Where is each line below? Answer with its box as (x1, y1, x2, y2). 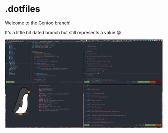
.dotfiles (5, 3, 41, 15)
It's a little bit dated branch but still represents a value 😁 (5, 29, 121, 35)
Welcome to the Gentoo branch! (5, 20, 71, 26)
